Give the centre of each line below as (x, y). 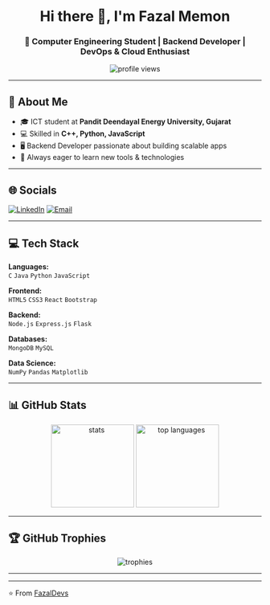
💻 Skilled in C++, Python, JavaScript (82, 134)
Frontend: (25, 290)
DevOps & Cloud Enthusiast (135, 51)
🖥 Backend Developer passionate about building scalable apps (123, 146)
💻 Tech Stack (44, 243)
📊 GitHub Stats (47, 405)
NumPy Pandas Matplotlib (48, 372)
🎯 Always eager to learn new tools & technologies (102, 157)
